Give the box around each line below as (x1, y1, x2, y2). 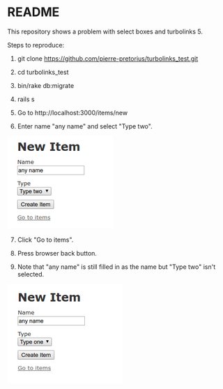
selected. (17, 270, 45, 278)
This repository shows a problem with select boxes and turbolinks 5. (7, 27, 203, 36)
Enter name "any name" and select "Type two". (17, 122, 153, 130)
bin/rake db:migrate (17, 81, 75, 89)
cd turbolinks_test (17, 68, 69, 76)
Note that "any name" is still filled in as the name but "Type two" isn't (17, 263, 216, 271)
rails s (17, 95, 35, 103)
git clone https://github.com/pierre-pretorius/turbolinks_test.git (17, 54, 199, 63)
